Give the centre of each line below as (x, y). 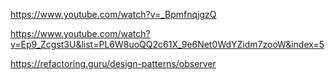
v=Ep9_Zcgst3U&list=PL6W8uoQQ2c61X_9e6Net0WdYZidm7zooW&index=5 (167, 44)
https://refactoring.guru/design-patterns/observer (113, 63)
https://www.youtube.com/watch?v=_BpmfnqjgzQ (113, 14)
